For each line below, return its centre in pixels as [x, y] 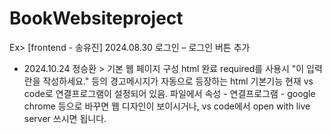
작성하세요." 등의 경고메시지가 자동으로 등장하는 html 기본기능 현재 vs [178, 81]
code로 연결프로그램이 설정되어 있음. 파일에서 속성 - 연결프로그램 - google [169, 93]
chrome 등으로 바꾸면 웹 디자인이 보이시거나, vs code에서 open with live [167, 106]
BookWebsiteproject [96, 18]
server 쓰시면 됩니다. [65, 118]
